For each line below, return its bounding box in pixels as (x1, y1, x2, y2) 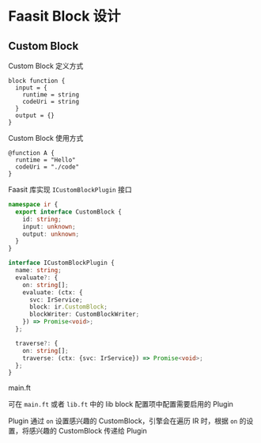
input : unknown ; (22, 222, 77, 230)
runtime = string (22, 91, 80, 99)
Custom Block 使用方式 (8, 134, 84, 142)
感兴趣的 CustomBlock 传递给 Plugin (28, 426, 148, 436)
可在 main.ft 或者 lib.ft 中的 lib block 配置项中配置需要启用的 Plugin (8, 399, 233, 409)
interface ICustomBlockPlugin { (8, 259, 115, 267)
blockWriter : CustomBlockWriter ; (28, 310, 140, 319)
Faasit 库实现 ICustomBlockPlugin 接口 (8, 185, 132, 194)
